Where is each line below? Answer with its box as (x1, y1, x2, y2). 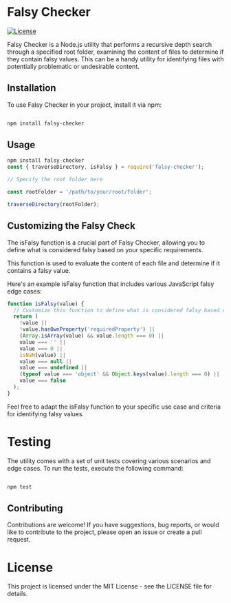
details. (7, 590, 28, 598)
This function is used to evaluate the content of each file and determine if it (7, 259, 220, 267)
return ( (13, 313, 38, 320)
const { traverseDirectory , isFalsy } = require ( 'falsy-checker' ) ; (7, 163, 205, 171)
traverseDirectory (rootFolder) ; (7, 201, 100, 207)
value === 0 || (19, 345, 63, 352)
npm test (7, 483, 32, 490)
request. (7, 535, 31, 544)
